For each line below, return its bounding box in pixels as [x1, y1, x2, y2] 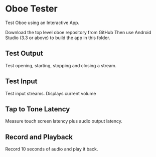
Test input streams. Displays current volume [5, 90, 96, 96]
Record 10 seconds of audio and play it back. [5, 146, 98, 152]
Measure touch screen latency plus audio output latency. [5, 118, 123, 124]
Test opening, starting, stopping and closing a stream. [5, 62, 117, 68]
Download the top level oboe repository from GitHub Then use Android [5, 29, 151, 35]
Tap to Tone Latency [5, 105, 70, 113]
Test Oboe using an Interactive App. [5, 20, 79, 26]
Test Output [5, 49, 44, 58]
